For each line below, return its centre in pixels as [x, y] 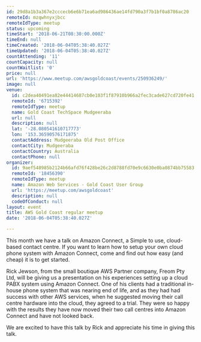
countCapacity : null [32, 62]
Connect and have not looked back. [50, 316]
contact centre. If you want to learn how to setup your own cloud [103, 247]
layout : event [24, 207]
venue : [14, 90]
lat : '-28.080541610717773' [47, 129]
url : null [24, 118]
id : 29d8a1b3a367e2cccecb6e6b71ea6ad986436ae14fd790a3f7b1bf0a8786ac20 [97, 12]
